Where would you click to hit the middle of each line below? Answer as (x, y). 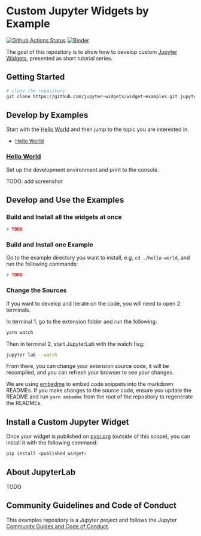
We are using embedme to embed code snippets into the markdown (90, 384)
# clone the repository (36, 91)
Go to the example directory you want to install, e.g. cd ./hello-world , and (98, 258)
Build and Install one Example (50, 245)
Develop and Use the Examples (65, 200)
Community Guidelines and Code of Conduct (91, 506)
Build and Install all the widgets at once (64, 217)
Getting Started (36, 77)
